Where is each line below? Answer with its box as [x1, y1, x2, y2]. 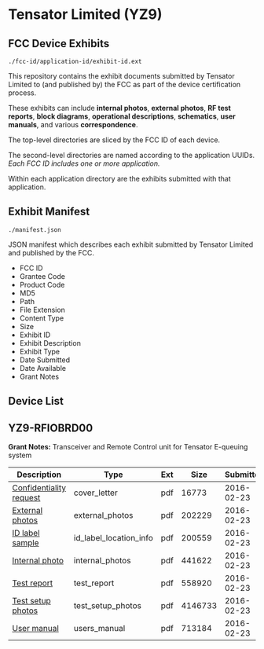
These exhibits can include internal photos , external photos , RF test [8, 104, 232, 112]
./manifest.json [8, 225, 61, 233]
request [12, 493, 41, 504]
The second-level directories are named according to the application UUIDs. [8, 151, 255, 159]
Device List [8, 394, 64, 408]
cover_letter [73, 487, 118, 498]
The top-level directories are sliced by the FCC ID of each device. [8, 135, 221, 145]
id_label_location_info [73, 533, 153, 544]
